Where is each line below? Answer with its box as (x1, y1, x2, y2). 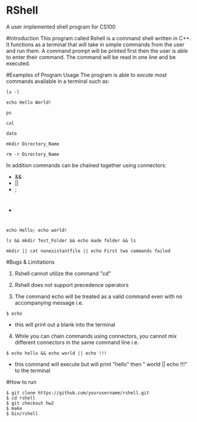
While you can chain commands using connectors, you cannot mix (14, 333, 177, 340)
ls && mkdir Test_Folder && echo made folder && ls (6, 238, 136, 244)
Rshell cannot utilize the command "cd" (14, 270, 111, 277)
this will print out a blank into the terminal (14, 321, 115, 328)
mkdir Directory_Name (6, 140, 60, 147)
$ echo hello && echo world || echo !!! (6, 350, 108, 356)
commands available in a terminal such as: (6, 78, 109, 85)
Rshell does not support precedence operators (14, 282, 129, 289)
